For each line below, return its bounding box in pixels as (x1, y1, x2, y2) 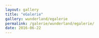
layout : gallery (5, 7, 39, 12)
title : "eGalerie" (5, 12, 43, 17)
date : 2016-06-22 (5, 26, 41, 31)
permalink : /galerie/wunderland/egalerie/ (5, 21, 95, 26)
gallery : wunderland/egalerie (5, 16, 68, 21)
